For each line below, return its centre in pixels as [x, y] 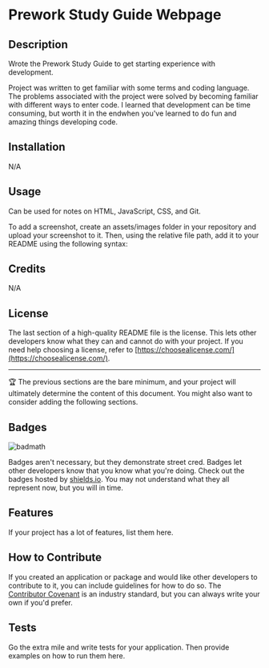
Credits [27, 269]
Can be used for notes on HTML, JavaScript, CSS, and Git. [105, 211]
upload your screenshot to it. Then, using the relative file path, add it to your [134, 235]
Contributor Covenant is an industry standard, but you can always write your [134, 594]
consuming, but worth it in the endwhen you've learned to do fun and [122, 113]
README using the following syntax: [68, 243]
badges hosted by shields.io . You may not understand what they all [119, 479]
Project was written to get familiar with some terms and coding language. [129, 88]
